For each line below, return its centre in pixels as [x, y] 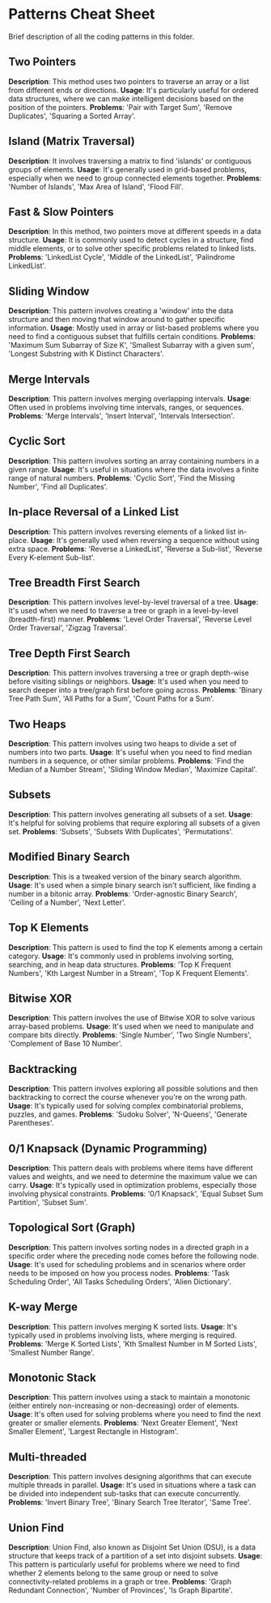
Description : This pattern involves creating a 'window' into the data [121, 311]
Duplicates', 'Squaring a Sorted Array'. [72, 116]
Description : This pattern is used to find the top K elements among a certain [135, 947]
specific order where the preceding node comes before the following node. [133, 1256]
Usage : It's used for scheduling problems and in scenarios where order [127, 1264]
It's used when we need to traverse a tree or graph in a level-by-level [123, 611]
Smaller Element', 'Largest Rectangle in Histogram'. [93, 1431]
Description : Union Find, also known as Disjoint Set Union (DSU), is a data [132, 1547]
